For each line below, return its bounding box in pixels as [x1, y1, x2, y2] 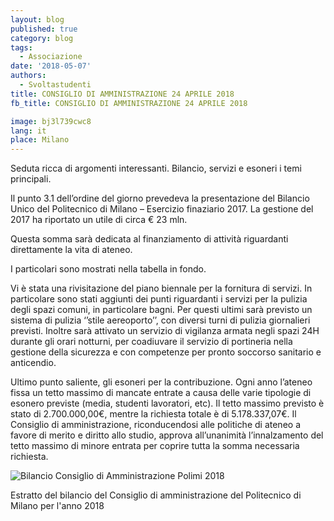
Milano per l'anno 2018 [10, 500, 105, 512]
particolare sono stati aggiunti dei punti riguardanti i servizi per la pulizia [10, 293, 308, 305]
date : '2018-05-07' [10, 61, 92, 71]
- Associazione [19, 52, 83, 62]
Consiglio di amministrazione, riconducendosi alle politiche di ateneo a [10, 419, 301, 431]
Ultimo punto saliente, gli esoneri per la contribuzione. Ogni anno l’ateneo [10, 376, 313, 388]
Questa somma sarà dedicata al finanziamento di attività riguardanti [10, 233, 289, 245]
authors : [10, 71, 47, 81]
